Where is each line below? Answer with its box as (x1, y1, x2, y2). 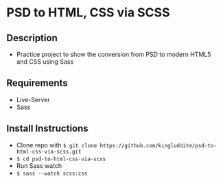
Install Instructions (6, 123, 89, 134)
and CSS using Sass (16, 58, 74, 66)
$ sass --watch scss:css (16, 170, 88, 177)
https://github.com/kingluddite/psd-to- (99, 142, 217, 149)
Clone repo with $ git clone (16, 141, 97, 149)
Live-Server (16, 95, 50, 103)
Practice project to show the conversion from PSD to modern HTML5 (16, 50, 211, 58)
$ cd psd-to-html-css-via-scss (16, 156, 106, 162)
